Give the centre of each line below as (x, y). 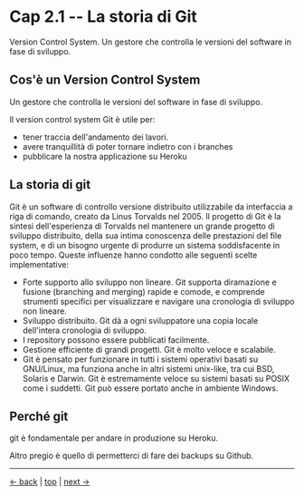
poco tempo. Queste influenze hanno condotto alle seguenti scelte (133, 255)
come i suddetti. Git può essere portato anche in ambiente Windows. (150, 388)
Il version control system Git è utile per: (82, 119)
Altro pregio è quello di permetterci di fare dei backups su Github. (132, 456)
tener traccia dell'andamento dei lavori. (95, 137)
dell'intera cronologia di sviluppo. (85, 330)
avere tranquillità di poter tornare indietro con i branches (128, 146)
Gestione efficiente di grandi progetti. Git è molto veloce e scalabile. (149, 349)
